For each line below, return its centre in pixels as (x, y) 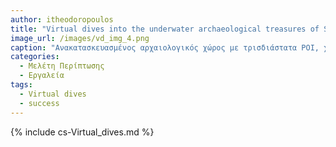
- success (39, 103)
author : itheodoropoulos (62, 19)
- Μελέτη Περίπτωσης (62, 66)
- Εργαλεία (42, 76)
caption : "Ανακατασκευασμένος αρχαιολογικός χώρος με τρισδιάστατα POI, (165, 47)
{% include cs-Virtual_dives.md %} (82, 132)
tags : (21, 85)
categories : (35, 57)
